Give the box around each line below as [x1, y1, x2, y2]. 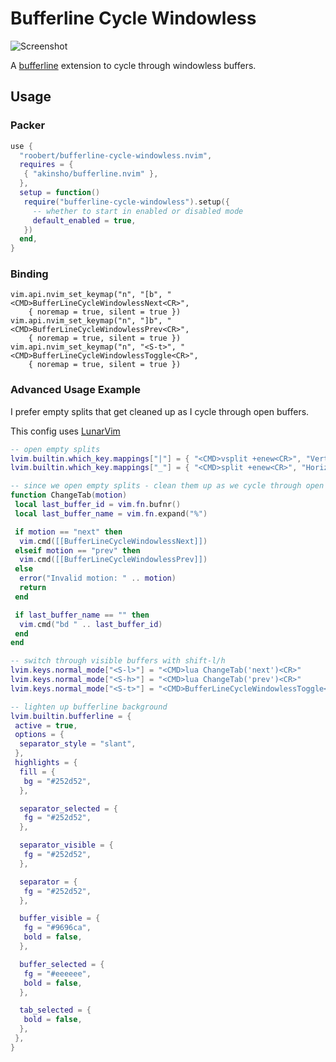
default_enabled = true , [32, 215, 137, 226]
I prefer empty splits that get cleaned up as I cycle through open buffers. [10, 405, 310, 417]
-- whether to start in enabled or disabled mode [32, 206, 244, 216]
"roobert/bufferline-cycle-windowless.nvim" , [19, 150, 213, 161]
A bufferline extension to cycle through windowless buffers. [10, 59, 257, 71]
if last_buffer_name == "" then [14, 610, 150, 620]
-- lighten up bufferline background [10, 702, 168, 712]
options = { [14, 730, 65, 740]
